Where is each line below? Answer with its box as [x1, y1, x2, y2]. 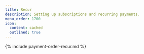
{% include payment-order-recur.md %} [5, 44, 87, 49]
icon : [5, 21, 16, 26]
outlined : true [9, 30, 41, 35]
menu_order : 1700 [5, 16, 41, 21]
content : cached [9, 26, 43, 30]
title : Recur [5, 7, 32, 12]
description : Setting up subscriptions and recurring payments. [5, 12, 140, 17]
